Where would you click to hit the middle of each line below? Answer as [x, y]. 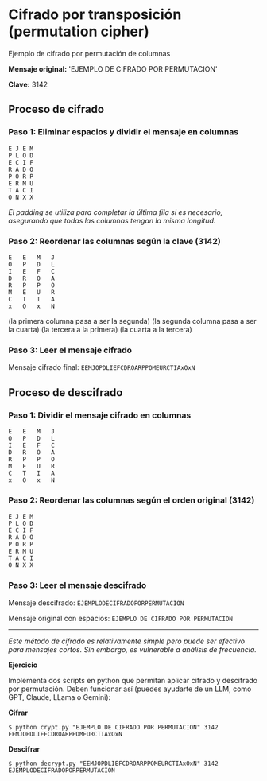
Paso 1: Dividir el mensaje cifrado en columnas [100, 415]
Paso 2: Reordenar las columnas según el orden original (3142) [132, 500]
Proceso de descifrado [66, 392]
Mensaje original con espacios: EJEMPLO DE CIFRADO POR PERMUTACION [120, 618]
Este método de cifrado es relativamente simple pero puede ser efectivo [126, 641]
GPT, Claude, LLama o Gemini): [60, 697]
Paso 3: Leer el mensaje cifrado [70, 350]
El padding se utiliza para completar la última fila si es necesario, [116, 212]
